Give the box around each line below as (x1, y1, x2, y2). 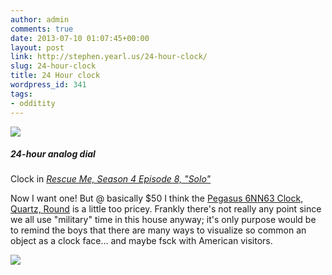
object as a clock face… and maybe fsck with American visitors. (10, 235, 273, 247)
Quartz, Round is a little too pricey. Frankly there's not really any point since (10, 203, 322, 215)
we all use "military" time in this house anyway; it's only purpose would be (10, 214, 317, 226)
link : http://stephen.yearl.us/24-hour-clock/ (10, 52, 208, 62)
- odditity (10, 98, 56, 108)
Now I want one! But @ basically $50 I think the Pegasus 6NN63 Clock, (10, 192, 304, 205)
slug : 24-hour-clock (10, 61, 97, 71)
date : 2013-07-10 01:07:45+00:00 (10, 33, 150, 43)
